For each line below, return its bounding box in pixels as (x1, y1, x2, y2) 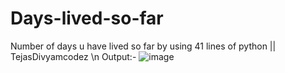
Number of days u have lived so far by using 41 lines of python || (10, 40, 277, 52)
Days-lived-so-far (10, 7, 164, 30)
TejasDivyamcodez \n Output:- (10, 50, 137, 62)
